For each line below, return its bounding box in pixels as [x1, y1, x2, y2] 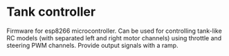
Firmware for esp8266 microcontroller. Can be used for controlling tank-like [6, 27, 222, 35]
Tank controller [6, 4, 96, 20]
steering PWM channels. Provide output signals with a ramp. [6, 41, 178, 49]
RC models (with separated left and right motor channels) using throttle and [6, 33, 222, 42]
